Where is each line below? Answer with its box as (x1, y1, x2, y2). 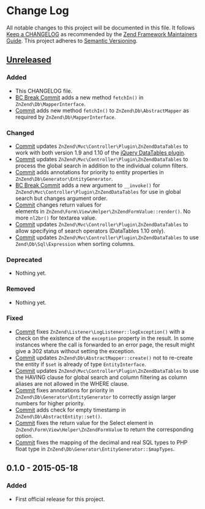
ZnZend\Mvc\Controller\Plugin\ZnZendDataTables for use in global (15, 188, 181, 195)
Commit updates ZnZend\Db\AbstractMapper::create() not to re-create (15, 354, 193, 361)
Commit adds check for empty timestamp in (15, 406, 127, 413)
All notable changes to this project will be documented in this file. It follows (6, 24, 195, 31)
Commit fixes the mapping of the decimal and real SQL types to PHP (15, 438, 188, 446)
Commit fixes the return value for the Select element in (15, 419, 154, 426)
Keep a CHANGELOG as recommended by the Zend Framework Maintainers (6, 30, 198, 37)
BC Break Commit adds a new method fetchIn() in (15, 93, 144, 101)
